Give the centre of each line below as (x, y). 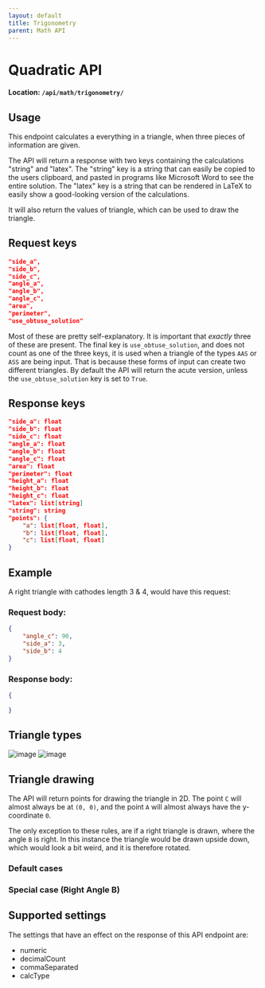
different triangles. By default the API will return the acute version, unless (128, 370)
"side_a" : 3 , (44, 644)
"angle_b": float (37, 451)
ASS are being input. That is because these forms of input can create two (127, 361)
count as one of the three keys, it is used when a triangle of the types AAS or (132, 353)
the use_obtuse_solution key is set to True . (78, 378)
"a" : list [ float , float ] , (66, 525)
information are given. (45, 145)
